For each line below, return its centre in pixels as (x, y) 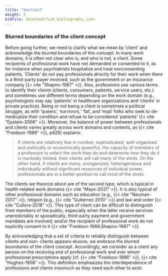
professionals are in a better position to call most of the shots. (81, 174)
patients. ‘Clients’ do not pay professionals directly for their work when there (84, 74)
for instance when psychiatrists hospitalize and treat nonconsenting (75, 68)
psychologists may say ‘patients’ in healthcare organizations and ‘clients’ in (82, 100)
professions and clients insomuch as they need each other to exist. (74, 267)
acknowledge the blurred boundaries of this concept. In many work (74, 52)
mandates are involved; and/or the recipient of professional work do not (79, 221)
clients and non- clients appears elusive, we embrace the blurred (72, 241)
